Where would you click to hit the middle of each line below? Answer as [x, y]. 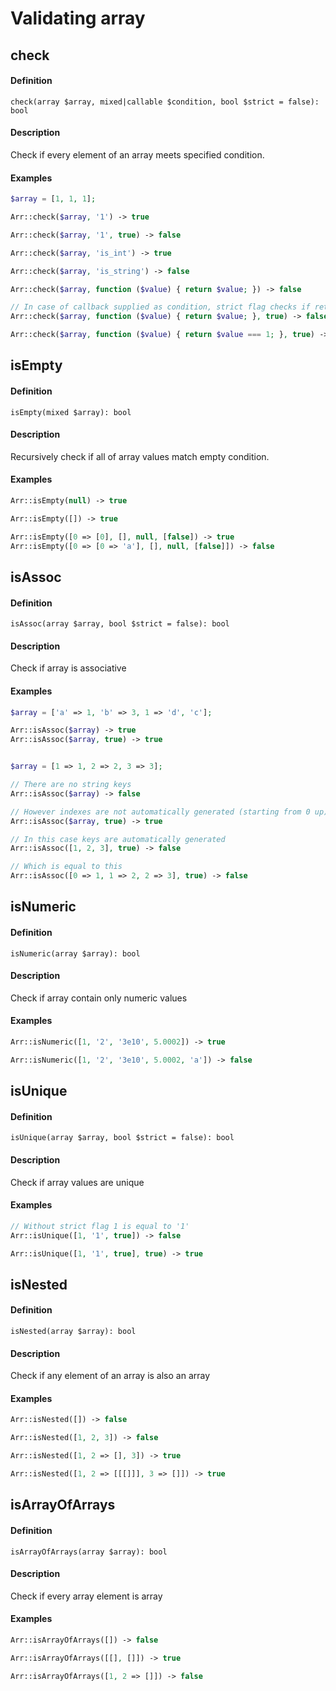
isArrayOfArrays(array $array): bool [89, 1552]
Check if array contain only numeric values [99, 998]
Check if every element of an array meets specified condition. [137, 154]
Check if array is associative [68, 668]
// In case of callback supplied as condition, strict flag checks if [160, 307]
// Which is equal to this [66, 867]
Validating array [78, 18]
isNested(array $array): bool [73, 1332]
